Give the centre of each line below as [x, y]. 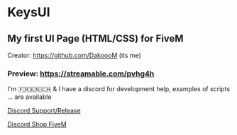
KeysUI [29, 12]
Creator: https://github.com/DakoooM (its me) [75, 55]
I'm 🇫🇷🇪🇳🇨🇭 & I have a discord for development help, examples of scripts [119, 89]
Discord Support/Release [44, 111]
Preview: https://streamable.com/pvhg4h [81, 74]
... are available [29, 97]
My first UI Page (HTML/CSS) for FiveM [95, 39]
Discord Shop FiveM [37, 124]
